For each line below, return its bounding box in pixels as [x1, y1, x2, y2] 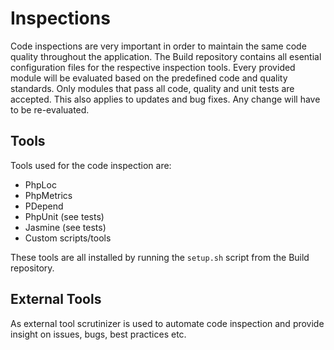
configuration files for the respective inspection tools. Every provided [10, 61, 296, 73]
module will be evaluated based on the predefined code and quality [10, 72, 288, 84]
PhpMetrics [24, 189, 73, 201]
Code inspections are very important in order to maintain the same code [10, 40, 307, 52]
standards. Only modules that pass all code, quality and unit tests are [10, 82, 295, 94]
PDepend [24, 200, 64, 212]
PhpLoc [24, 178, 57, 191]
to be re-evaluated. [10, 103, 90, 116]
